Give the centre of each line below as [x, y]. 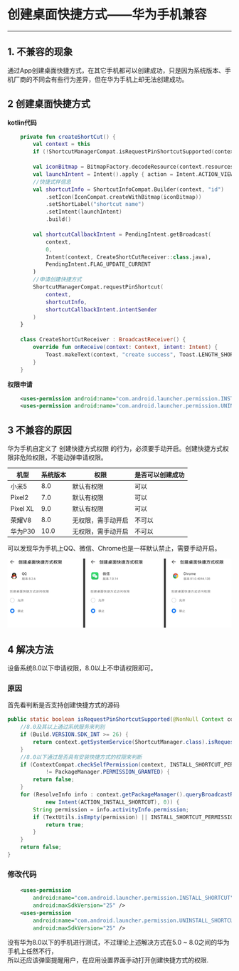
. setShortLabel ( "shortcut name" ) [95, 204]
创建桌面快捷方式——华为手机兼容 [107, 15]
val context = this [62, 144]
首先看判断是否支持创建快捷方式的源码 [63, 705]
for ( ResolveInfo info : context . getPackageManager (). [103, 795]
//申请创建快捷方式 [57, 280]
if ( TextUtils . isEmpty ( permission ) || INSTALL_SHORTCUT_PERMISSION [135, 817]
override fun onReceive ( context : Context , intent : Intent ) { [126, 347]
